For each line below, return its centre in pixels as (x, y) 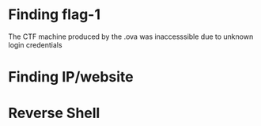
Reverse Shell (54, 113)
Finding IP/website (71, 77)
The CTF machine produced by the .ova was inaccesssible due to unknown (131, 36)
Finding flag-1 (55, 15)
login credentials (35, 44)
